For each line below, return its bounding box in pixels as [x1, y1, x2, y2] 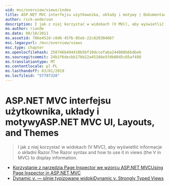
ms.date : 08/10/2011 [5, 31, 49, 36]
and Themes [5, 127, 59, 139]
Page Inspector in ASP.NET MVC [12, 170, 81, 176]
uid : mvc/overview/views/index [5, 7, 71, 13]
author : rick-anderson [5, 17, 53, 22]
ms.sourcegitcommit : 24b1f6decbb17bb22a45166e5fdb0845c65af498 [5, 54, 142, 60]
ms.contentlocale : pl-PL [5, 64, 58, 69]
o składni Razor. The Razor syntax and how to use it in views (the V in [17, 149, 161, 155]
